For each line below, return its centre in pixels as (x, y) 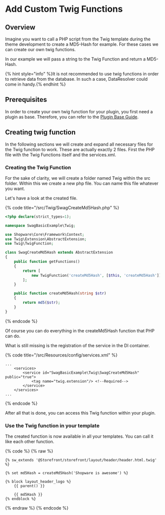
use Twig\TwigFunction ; (29, 244)
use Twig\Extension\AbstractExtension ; (46, 239)
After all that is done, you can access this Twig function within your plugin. (80, 413)
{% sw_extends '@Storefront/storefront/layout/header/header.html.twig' (81, 460)
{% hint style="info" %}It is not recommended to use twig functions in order (82, 74)
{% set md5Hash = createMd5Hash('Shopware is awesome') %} (67, 473)
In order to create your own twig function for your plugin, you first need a (79, 111)
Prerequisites (26, 100)
